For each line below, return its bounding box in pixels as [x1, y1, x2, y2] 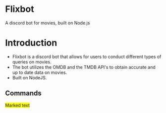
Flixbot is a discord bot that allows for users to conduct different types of [12, 54, 162, 59]
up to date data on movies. [12, 69, 67, 75]
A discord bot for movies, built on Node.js [5, 20, 90, 26]
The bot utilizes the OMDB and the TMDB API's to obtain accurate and [12, 64, 156, 70]
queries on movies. [12, 58, 52, 65]
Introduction [5, 37, 57, 49]
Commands [5, 89, 42, 98]
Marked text [5, 102, 30, 108]
